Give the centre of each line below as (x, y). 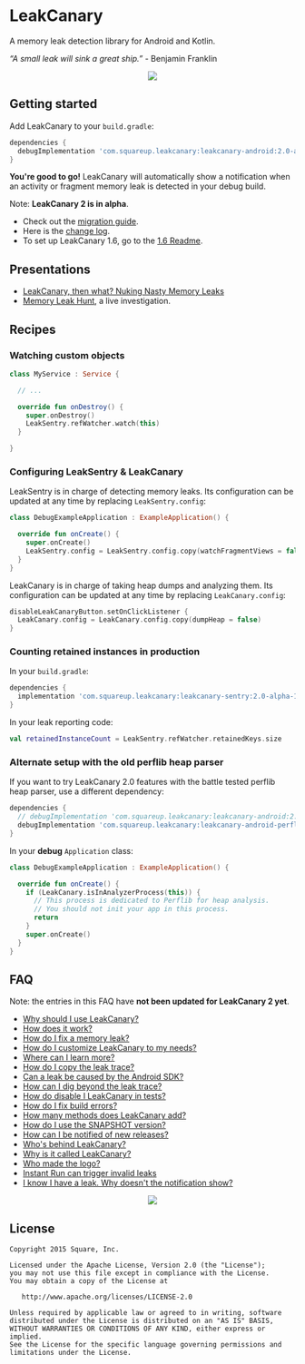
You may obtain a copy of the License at (89, 1281)
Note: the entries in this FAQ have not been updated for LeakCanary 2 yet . (149, 1001)
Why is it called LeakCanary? (77, 1154)
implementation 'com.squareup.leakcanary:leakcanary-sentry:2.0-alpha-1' (160, 697)
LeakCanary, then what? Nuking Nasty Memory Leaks (123, 291)
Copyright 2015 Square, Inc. (64, 1250)
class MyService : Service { (64, 374)
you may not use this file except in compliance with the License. (140, 1273)
